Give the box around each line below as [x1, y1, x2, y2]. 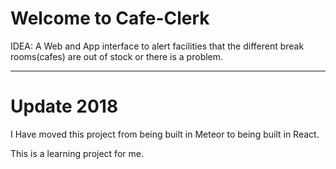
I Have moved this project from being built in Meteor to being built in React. [10, 128, 320, 140]
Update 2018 [10, 95, 119, 118]
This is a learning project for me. [10, 147, 144, 159]
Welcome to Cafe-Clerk [10, 7, 210, 30]
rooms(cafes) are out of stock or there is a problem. [10, 50, 224, 62]
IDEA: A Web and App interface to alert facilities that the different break [10, 40, 305, 52]
